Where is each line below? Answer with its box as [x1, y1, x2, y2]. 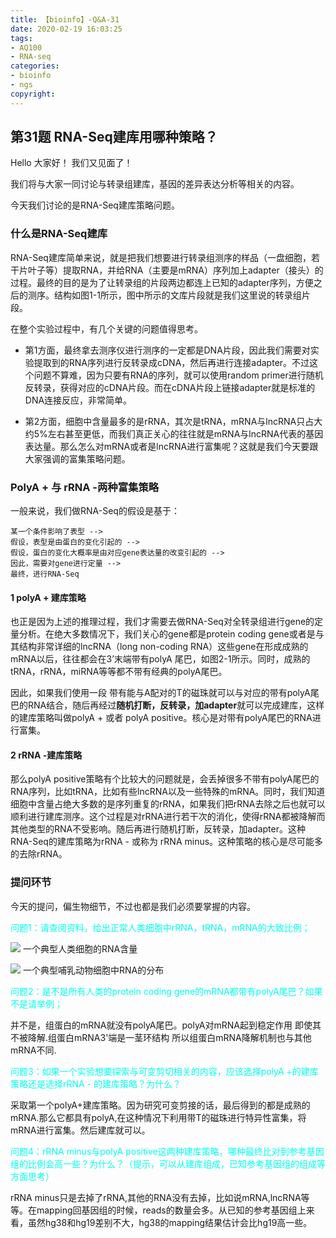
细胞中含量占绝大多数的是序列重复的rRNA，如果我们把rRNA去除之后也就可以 [10, 798, 326, 810]
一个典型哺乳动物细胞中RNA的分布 [22, 964, 165, 976]
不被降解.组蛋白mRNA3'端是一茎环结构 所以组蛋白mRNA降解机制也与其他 [10, 1031, 312, 1043]
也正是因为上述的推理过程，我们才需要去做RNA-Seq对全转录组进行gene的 [10, 616, 315, 628]
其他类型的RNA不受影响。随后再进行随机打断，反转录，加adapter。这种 [10, 823, 306, 835]
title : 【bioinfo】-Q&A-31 [10, 14, 120, 25]
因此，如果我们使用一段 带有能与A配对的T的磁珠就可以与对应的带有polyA [10, 687, 311, 699]
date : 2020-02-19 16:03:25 [10, 24, 123, 34]
